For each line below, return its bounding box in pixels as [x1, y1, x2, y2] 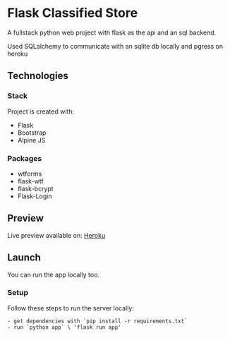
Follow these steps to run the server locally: [7, 303, 134, 312]
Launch [7, 252, 41, 264]
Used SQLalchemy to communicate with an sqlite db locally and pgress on [7, 42, 224, 50]
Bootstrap [17, 128, 47, 137]
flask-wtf [17, 176, 44, 185]
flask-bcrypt [17, 184, 54, 193]
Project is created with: [7, 107, 75, 116]
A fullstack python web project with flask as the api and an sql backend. [7, 28, 217, 37]
